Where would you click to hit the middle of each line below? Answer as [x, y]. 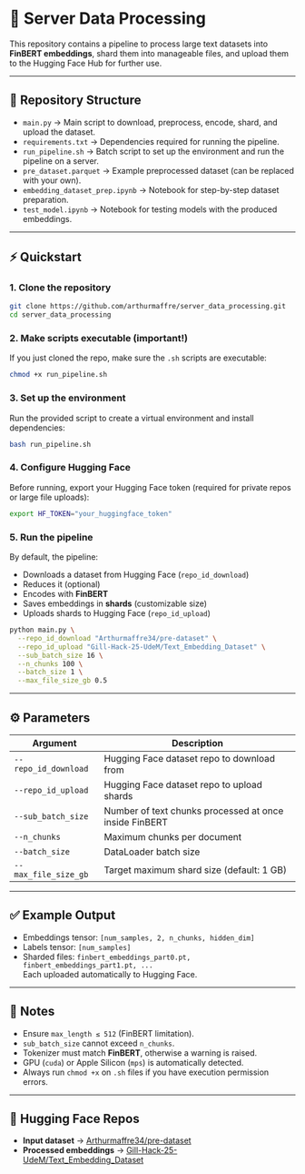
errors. [35, 1081]
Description [197, 743]
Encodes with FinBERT [65, 594]
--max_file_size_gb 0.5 [62, 681]
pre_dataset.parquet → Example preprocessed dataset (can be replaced [158, 170]
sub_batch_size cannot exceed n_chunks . [98, 1043]
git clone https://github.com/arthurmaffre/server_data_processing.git [148, 307]
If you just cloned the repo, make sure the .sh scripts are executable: [138, 358]
